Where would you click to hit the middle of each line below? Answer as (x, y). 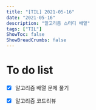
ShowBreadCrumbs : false (36, 40)
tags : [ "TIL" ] (24, 29)
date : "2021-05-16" (31, 18)
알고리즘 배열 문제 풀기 (42, 88)
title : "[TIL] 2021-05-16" (40, 12)
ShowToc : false (26, 35)
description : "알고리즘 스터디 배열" (48, 23)
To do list (30, 70)
